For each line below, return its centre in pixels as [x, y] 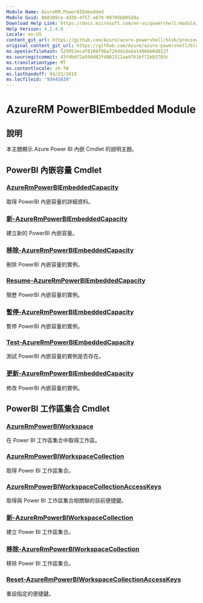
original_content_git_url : [40, 46]
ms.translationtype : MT [36, 62]
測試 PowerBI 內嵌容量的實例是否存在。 [55, 356]
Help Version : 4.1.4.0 [35, 29]
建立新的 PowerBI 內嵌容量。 [42, 233]
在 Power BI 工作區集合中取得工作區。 [53, 441]
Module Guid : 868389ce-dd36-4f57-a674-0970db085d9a [72, 18]
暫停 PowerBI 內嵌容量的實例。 [45, 326]
